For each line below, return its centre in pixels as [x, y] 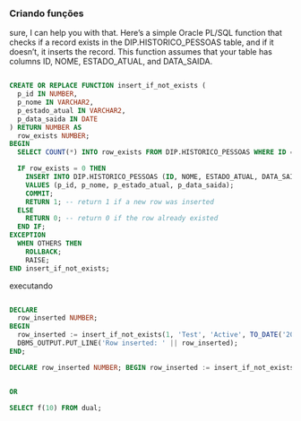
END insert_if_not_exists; [60, 268]
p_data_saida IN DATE [58, 119]
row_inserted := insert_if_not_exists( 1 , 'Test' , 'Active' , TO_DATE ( [150, 335]
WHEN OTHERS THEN [50, 244]
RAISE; [38, 260]
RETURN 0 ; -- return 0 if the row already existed [122, 219]
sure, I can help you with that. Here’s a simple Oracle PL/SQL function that [146, 33]
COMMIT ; [39, 193]
